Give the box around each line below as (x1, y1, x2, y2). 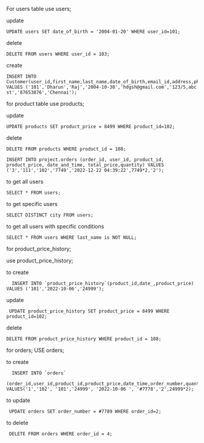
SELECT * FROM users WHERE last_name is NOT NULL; (6, 235, 137, 241)
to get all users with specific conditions (6, 223, 104, 230)
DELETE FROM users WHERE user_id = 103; (6, 51, 110, 57)
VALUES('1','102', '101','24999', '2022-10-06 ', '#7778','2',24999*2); (6, 386, 194, 392)
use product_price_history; (6, 257, 73, 264)
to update (6, 397, 30, 404)
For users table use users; (6, 5, 72, 12)
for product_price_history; (6, 246, 72, 252)
